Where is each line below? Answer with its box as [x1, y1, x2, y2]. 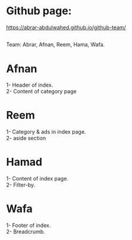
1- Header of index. [6, 81, 54, 89]
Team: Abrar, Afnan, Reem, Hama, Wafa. [6, 41, 105, 48]
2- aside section [6, 135, 46, 142]
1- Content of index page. [6, 175, 68, 182]
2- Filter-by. [6, 181, 36, 188]
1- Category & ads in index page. [6, 128, 86, 135]
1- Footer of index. [6, 222, 51, 229]
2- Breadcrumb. [6, 228, 46, 235]
